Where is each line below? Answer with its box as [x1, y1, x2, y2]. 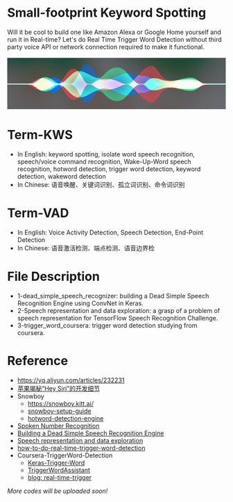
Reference [7, 353, 68, 369]
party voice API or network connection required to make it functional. [7, 42, 205, 51]
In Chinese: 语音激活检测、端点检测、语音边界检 [17, 244, 155, 252]
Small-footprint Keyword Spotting [7, 5, 207, 21]
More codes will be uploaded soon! [7, 487, 108, 495]
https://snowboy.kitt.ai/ [27, 400, 94, 408]
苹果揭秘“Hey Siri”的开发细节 [17, 384, 101, 393]
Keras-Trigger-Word [27, 459, 85, 467]
